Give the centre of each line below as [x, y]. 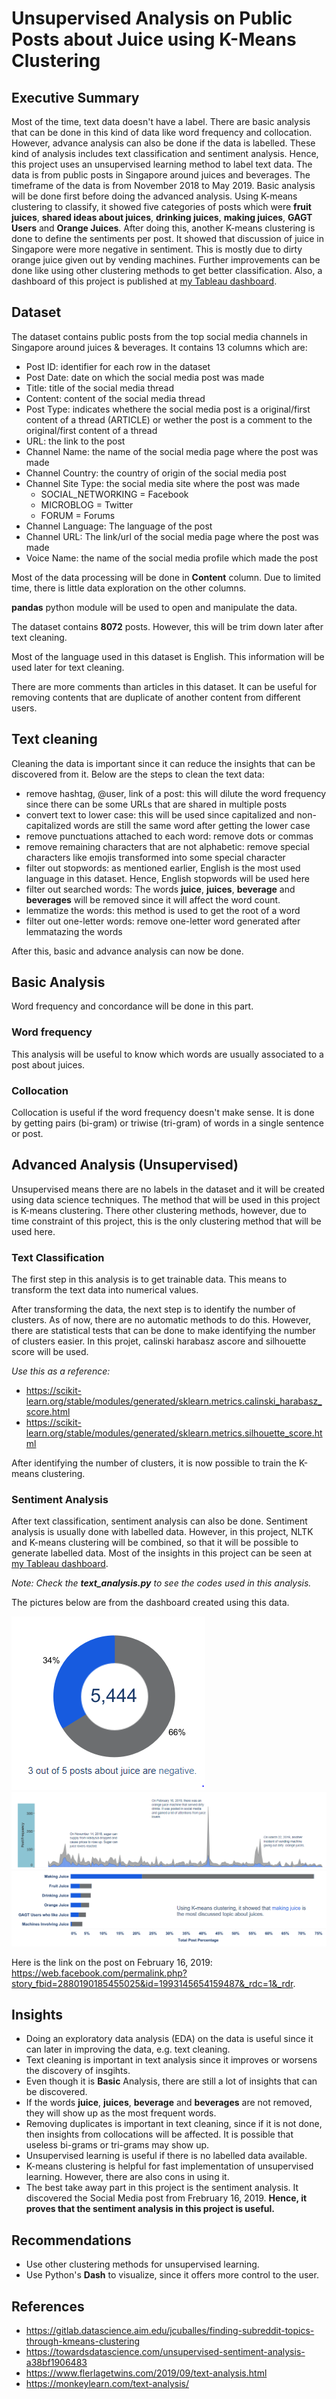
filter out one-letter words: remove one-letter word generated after [163, 921]
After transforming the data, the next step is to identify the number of [153, 1309]
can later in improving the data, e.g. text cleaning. [128, 2049]
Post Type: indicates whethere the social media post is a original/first [168, 409]
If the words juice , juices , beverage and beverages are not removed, [169, 2103]
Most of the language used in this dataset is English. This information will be [168, 656]
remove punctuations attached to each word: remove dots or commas [169, 836]
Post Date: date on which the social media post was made [145, 377]
